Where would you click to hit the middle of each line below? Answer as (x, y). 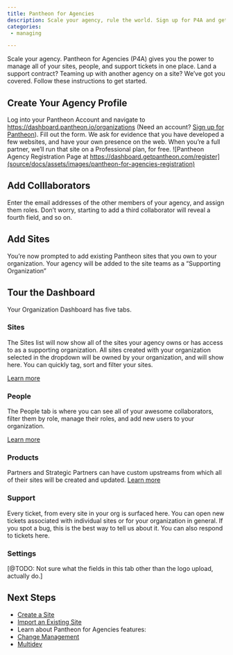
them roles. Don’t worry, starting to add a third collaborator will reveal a (109, 210)
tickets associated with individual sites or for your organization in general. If (115, 520)
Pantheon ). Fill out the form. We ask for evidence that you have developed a (116, 135)
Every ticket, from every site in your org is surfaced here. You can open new (116, 513)
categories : (24, 26)
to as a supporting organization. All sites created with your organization (109, 350)
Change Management (48, 636)
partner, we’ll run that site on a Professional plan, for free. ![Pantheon (106, 149)
